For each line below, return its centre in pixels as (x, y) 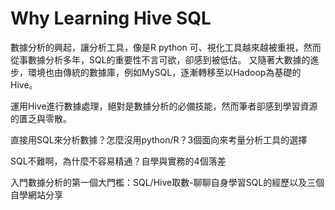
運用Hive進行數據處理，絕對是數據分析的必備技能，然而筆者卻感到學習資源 (164, 106)
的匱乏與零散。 (41, 118)
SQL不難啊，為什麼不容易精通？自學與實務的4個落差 (118, 161)
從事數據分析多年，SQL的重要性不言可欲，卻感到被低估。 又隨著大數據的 (160, 59)
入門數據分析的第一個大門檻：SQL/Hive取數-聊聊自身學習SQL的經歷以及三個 (167, 182)
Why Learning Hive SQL (111, 18)
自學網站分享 (36, 194)
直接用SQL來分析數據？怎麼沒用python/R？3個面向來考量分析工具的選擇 (159, 139)
